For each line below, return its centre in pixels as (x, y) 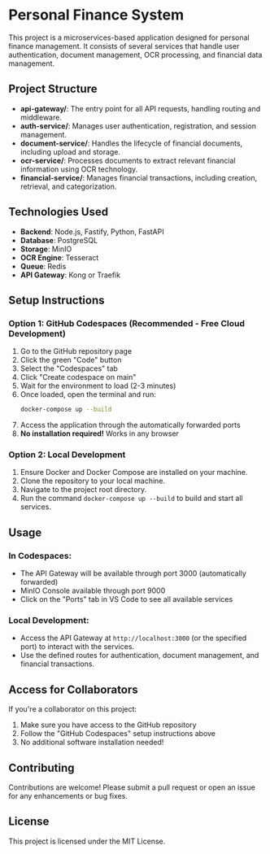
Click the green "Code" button (71, 360)
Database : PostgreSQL (59, 240)
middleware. (41, 117)
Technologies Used (58, 212)
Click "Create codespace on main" (78, 377)
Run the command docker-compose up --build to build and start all (131, 499)
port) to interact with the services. (77, 647)
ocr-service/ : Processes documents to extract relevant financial (128, 160)
